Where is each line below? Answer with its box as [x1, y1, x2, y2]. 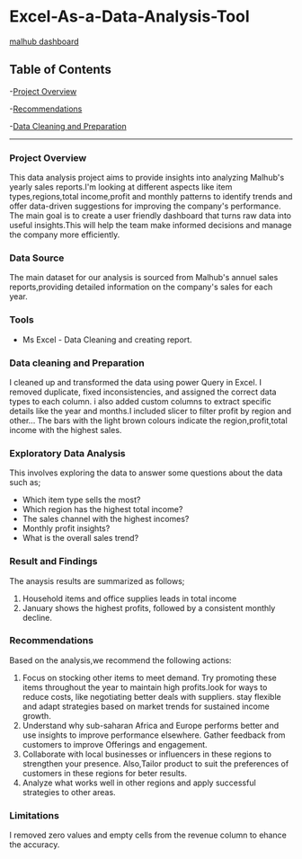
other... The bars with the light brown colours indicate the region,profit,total [9, 415, 288, 426]
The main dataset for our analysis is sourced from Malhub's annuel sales [9, 272, 279, 283]
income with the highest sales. [9, 424, 122, 435]
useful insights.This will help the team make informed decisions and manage [9, 220, 292, 231]
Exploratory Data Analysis [9, 447, 126, 459]
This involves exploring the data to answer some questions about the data [9, 467, 283, 478]
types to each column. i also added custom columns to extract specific [9, 395, 271, 406]
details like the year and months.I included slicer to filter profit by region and [9, 405, 292, 416]
